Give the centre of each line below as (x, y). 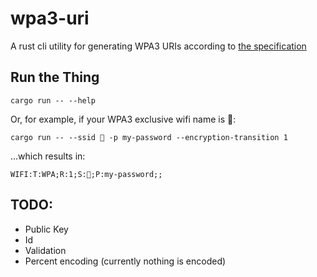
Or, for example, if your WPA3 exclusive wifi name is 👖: (123, 119)
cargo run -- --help (53, 100)
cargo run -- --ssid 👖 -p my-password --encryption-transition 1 (149, 137)
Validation (45, 250)
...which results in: (48, 156)
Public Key (46, 229)
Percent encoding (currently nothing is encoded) (125, 261)
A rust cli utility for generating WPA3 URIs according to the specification (158, 46)
